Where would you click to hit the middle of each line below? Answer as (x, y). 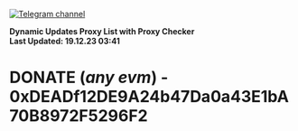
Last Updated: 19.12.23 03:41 (65, 41)
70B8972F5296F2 (79, 116)
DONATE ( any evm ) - (89, 78)
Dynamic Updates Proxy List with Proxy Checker (102, 31)
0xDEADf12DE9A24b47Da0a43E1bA (149, 97)
